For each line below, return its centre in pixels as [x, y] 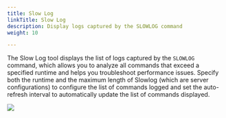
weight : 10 [23, 33]
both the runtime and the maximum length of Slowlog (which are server [108, 80]
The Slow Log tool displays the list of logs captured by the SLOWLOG [101, 58]
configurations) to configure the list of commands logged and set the [105, 87]
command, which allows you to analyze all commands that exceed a [103, 65]
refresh [18, 95]
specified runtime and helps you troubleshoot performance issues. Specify [113, 73]
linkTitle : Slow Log [37, 20]
